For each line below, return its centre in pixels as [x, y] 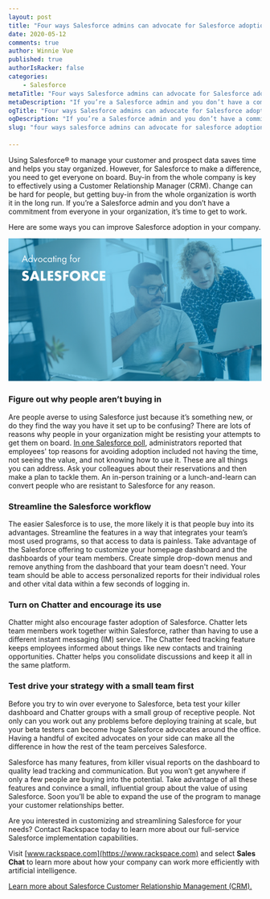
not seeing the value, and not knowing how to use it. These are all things [128, 460]
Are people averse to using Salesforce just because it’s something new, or [131, 417]
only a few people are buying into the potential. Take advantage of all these [133, 779]
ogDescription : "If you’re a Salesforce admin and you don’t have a [125, 119]
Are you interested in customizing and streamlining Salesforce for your [125, 820]
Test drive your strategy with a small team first [101, 686]
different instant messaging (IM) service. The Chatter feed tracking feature [132, 639]
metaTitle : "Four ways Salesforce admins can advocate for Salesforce [129, 94]
